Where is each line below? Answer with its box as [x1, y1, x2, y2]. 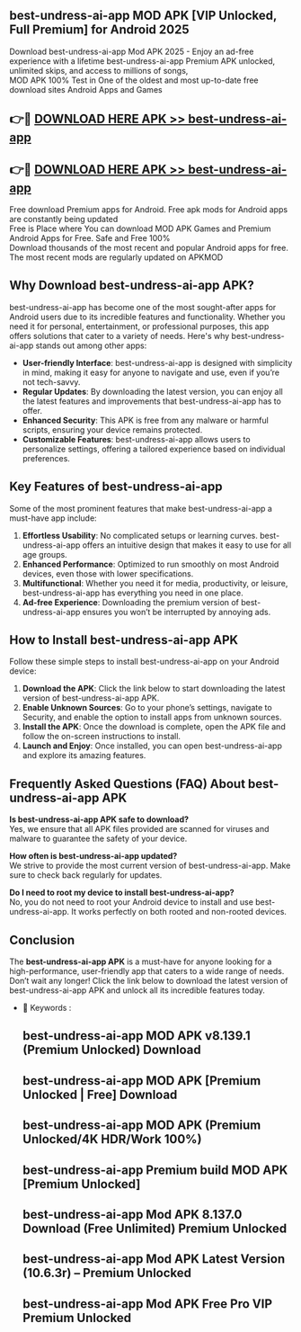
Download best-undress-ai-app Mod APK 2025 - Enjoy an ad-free [9, 46, 254, 57]
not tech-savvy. [22, 376, 81, 387]
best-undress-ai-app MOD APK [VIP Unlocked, [9, 8, 277, 23]
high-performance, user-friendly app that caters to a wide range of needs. [9, 966, 285, 977]
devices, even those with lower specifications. [22, 568, 194, 579]
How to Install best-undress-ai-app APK [9, 632, 239, 648]
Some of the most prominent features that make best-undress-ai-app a [9, 503, 272, 514]
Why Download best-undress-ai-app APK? [9, 278, 254, 293]
